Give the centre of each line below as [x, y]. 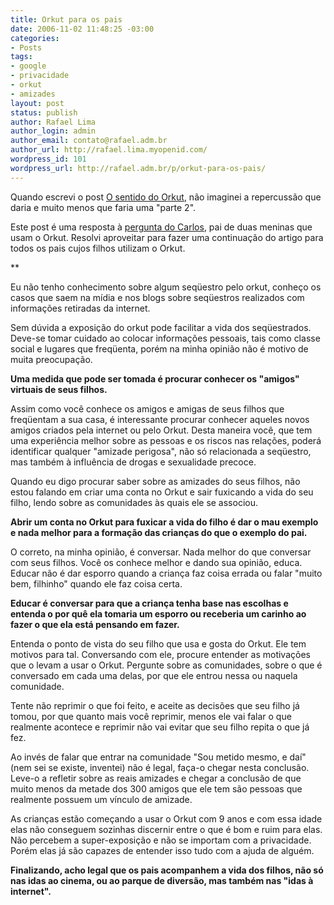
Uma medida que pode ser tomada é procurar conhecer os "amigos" [155, 378]
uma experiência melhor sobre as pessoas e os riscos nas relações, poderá [166, 440]
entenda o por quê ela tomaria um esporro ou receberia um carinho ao [158, 613]
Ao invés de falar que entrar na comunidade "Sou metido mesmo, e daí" [158, 757]
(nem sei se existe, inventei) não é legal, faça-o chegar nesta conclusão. [160, 767]
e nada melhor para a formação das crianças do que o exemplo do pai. [159, 532]
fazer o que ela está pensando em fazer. [95, 624]
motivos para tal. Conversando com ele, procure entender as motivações [160, 654]
